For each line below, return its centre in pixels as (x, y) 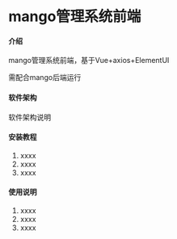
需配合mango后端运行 (45, 78)
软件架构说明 (29, 117)
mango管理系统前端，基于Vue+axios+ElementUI (89, 61)
